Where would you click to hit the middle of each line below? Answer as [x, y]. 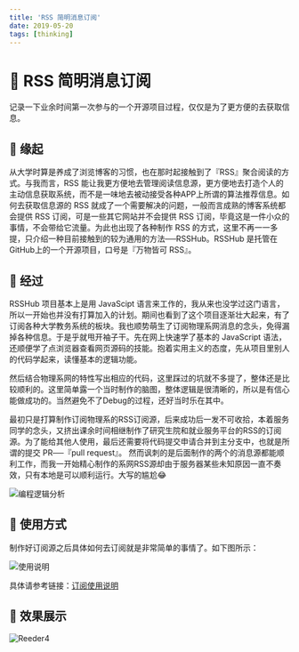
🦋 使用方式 [38, 524]
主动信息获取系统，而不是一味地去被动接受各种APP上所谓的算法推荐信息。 [145, 194]
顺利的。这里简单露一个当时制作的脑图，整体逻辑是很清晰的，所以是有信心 [153, 389]
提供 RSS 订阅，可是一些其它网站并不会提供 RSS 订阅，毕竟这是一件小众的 [153, 217]
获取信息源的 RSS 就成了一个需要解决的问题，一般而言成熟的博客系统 [151, 205]
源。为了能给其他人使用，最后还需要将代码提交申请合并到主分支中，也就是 [145, 441]
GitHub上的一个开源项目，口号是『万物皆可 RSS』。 [103, 250]
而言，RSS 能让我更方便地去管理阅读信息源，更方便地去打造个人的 [162, 183]
